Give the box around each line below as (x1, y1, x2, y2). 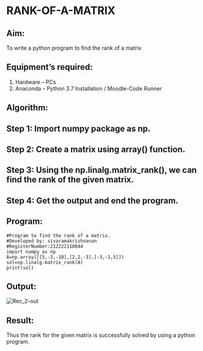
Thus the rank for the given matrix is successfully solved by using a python (6, 331, 196, 339)
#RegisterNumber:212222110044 (6, 243, 84, 249)
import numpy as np (6, 249, 56, 255)
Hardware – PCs (15, 78, 56, 86)
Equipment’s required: (6, 62, 93, 72)
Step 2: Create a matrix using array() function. (6, 144, 185, 154)
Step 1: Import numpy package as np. (6, 123, 151, 134)
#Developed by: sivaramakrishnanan (6, 238, 97, 244)
